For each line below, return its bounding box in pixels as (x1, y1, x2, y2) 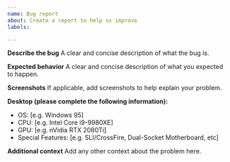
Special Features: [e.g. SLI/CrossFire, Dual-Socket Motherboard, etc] (17, 133, 219, 142)
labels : (7, 23, 30, 30)
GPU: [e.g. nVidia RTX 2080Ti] (17, 126, 107, 135)
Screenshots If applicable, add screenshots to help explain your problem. (7, 84, 222, 92)
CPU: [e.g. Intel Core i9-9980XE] (17, 118, 113, 127)
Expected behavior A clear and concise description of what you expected (7, 63, 224, 71)
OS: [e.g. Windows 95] (17, 111, 84, 120)
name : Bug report (7, 10, 59, 18)
